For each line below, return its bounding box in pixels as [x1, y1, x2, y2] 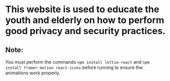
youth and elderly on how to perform [5, 14, 164, 26]
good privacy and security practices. [5, 25, 166, 37]
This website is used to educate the [5, 4, 160, 15]
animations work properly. [5, 70, 60, 76]
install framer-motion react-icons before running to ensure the [5, 65, 143, 70]
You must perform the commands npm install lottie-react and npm [5, 59, 150, 65]
